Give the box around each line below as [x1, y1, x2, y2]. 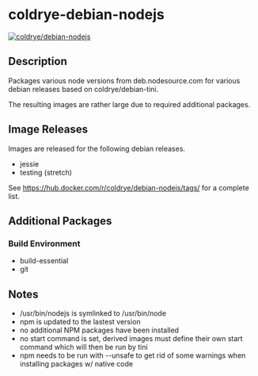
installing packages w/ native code [19, 359, 133, 369]
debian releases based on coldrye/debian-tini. [8, 84, 159, 94]
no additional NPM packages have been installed [19, 325, 180, 335]
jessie [19, 159, 40, 168]
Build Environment [8, 238, 81, 249]
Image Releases [8, 123, 89, 136]
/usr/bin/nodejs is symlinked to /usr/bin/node [19, 309, 167, 318]
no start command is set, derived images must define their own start [19, 334, 243, 343]
